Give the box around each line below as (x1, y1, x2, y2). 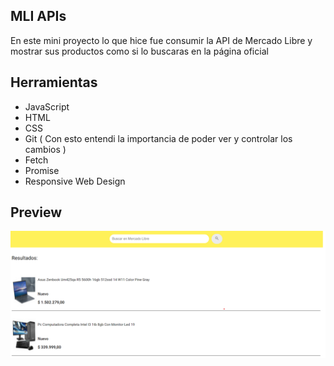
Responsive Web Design (24, 175, 126, 187)
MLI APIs (10, 8, 67, 25)
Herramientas (10, 74, 98, 91)
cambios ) (24, 143, 67, 155)
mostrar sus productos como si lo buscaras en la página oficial (10, 45, 269, 57)
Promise (24, 164, 60, 176)
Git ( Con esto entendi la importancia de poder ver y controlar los (24, 132, 293, 144)
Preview (10, 204, 63, 221)
